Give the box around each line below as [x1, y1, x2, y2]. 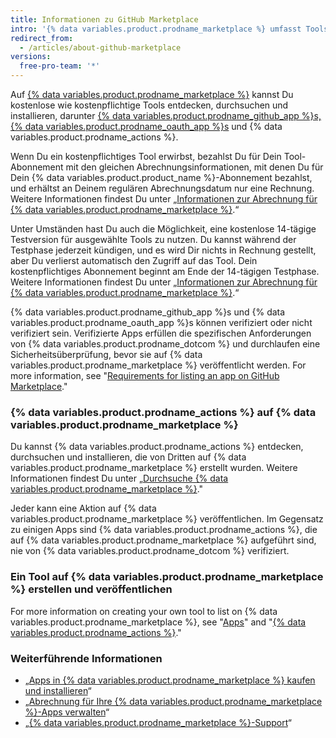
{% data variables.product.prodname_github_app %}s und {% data [10, 306, 286, 318]
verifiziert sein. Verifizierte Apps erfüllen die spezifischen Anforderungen [10, 327, 312, 339]
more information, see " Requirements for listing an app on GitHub [10, 370, 280, 381]
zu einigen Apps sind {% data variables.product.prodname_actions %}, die [10, 524, 318, 536]
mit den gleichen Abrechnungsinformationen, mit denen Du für [65, 161, 324, 173]
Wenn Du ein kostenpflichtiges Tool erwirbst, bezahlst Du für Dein [10, 151, 282, 162]
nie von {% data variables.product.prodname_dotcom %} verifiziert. [10, 545, 290, 557]
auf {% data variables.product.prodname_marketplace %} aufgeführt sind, [10, 534, 317, 546]
